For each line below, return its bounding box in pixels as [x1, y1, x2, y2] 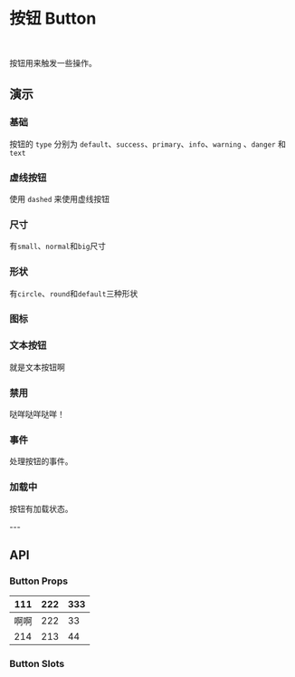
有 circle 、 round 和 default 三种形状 [9, 287, 138, 299]
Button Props [9, 575, 69, 587]
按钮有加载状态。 [9, 503, 73, 514]
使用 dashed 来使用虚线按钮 [9, 193, 110, 204]
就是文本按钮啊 [9, 362, 65, 372]
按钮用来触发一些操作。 [9, 57, 97, 68]
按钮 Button [9, 8, 97, 29]
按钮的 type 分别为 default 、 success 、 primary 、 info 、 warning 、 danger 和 [9, 138, 287, 150]
